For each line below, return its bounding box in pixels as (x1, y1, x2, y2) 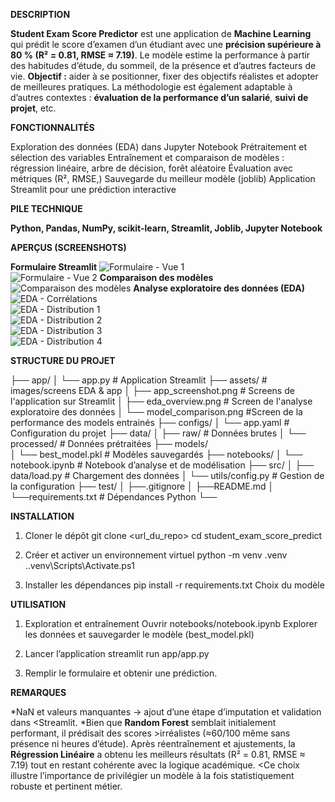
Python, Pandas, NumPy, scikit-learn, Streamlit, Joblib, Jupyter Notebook (10, 222, 323, 234)
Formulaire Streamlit (10, 261, 98, 273)
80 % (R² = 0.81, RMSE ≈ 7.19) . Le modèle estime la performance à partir (10, 49, 311, 61)
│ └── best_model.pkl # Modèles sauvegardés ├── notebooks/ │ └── (10, 449, 303, 460)
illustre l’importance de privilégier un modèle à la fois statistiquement (10, 770, 295, 781)
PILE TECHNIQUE (10, 203, 83, 214)
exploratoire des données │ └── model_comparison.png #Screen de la (10, 406, 303, 418)
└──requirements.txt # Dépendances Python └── (10, 491, 218, 503)
